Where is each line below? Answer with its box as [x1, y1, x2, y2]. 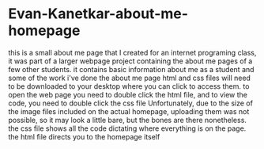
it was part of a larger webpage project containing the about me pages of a [8, 56, 253, 66]
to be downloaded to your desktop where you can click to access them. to [8, 81, 250, 91]
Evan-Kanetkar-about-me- [8, 5, 188, 23]
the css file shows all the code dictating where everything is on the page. [8, 124, 247, 133]
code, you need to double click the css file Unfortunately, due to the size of [8, 98, 253, 108]
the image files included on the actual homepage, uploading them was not [8, 106, 250, 116]
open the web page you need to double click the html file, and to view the [8, 90, 247, 99]
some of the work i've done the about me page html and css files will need [8, 73, 251, 82]
